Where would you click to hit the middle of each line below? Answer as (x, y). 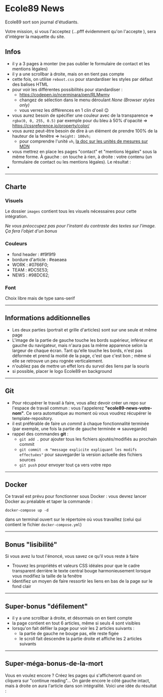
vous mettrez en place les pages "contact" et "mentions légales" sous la (84, 151)
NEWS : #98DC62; (31, 275)
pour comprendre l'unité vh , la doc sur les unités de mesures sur (83, 141)
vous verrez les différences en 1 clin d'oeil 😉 (64, 110)
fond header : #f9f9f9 (34, 254)
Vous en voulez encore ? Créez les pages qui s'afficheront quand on (73, 675)
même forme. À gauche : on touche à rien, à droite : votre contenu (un (82, 157)
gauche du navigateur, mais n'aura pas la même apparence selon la (80, 345)
